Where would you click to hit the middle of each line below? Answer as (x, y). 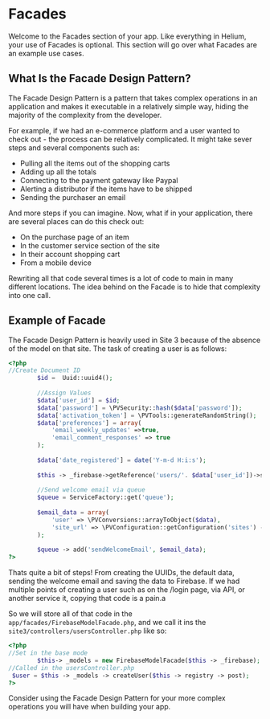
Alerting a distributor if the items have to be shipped (106, 189)
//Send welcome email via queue (92, 490)
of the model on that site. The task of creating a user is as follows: (118, 348)
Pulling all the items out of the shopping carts (95, 163)
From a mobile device (56, 263)
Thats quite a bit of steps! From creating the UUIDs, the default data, (121, 573)
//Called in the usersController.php (72, 668)
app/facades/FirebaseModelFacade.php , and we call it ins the (107, 623)
